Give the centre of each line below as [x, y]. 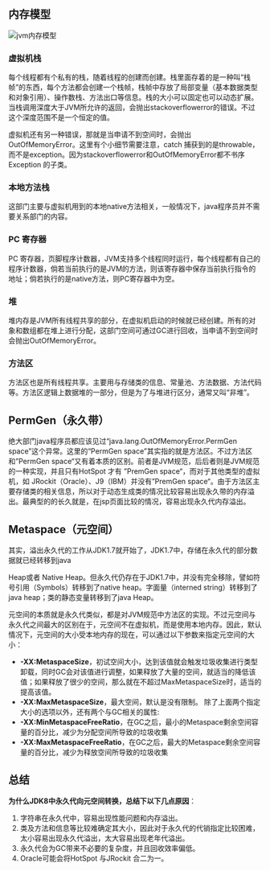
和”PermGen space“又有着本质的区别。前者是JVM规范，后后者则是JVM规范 [134, 462]
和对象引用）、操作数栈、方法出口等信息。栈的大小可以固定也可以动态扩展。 [133, 97]
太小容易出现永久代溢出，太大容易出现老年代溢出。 [104, 838]
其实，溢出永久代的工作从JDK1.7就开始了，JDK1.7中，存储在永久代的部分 [129, 550]
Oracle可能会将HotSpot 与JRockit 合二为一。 [94, 858]
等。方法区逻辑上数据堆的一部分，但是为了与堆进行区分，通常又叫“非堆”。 [131, 392]
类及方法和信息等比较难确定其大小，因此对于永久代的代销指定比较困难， [139, 828]
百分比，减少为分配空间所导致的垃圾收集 [101, 732]
